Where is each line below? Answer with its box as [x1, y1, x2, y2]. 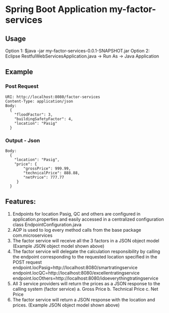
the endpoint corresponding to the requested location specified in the [12, 253, 157, 259]
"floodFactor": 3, [14, 112, 53, 117]
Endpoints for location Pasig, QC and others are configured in [12, 211, 141, 217]
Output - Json [5, 137, 40, 144]
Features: [5, 197, 36, 206]
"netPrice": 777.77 [23, 175, 65, 180]
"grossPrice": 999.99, [23, 166, 71, 171]
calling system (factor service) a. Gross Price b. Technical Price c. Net [12, 286, 158, 292]
